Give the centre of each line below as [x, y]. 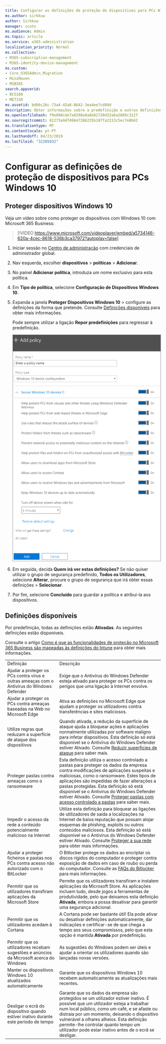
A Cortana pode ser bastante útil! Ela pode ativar [108, 914]
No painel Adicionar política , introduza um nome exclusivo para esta [82, 272]
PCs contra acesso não [31, 863]
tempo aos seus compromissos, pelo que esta [106, 930]
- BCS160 [14, 94]
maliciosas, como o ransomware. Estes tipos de [107, 775]
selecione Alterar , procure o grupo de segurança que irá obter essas [83, 580]
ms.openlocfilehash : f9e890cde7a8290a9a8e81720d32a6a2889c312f [72, 115]
